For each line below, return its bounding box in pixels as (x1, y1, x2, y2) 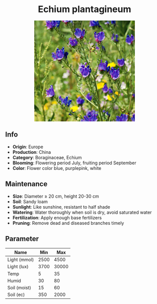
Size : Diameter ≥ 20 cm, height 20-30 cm (12, 193, 99, 199)
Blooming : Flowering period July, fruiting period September (12, 160, 137, 166)
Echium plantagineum (37, 4, 132, 15)
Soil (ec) (7, 291, 25, 298)
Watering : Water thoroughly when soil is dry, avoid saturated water (12, 209, 152, 215)
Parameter (5, 234, 39, 243)
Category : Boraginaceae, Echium (12, 154, 82, 160)
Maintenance (5, 180, 48, 189)
